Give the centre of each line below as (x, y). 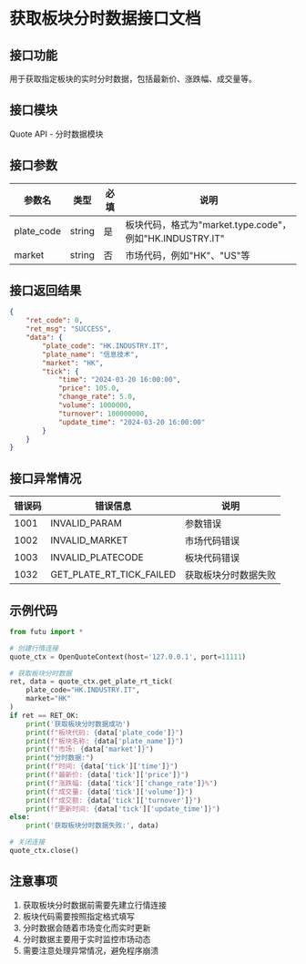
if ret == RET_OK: (44, 715)
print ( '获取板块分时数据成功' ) (78, 724)
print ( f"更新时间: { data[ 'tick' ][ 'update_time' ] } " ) (123, 809)
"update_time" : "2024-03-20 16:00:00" (132, 422)
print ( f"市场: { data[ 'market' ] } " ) (90, 749)
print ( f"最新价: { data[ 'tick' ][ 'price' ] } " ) (107, 775)
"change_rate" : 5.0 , (97, 397)
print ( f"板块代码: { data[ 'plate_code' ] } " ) (105, 733)
